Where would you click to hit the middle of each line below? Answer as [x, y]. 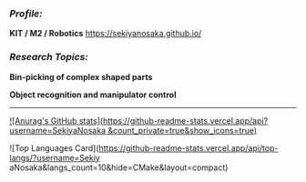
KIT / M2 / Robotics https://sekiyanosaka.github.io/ [106, 34]
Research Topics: [49, 57]
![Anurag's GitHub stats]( [56, 120]
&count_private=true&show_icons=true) [183, 130]
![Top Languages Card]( [54, 147]
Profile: [26, 14]
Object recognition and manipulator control [93, 95]
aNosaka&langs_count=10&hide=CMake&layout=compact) [119, 167]
